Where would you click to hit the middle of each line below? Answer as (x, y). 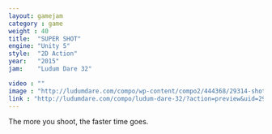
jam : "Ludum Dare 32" (50, 69)
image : (21, 91)
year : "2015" (34, 62)
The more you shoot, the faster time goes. (79, 122)
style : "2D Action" (43, 54)
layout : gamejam (36, 16)
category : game (36, 24)
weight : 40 (28, 31)
